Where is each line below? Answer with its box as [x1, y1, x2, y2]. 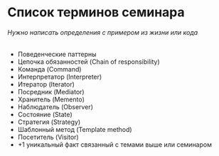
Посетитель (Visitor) [17, 133, 80, 142]
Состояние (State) [17, 111, 73, 119]
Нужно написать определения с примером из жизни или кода [7, 28, 198, 36]
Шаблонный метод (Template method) [17, 126, 133, 134]
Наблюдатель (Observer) [17, 103, 94, 111]
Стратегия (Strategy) [17, 118, 81, 126]
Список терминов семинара [7, 4, 185, 21]
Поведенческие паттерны [17, 50, 97, 59]
